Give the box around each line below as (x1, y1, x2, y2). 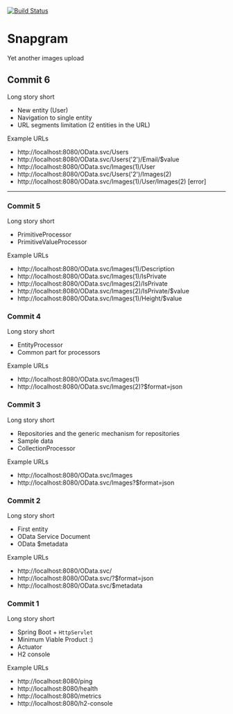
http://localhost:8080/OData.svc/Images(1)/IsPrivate (17, 272, 167, 281)
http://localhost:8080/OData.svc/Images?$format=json (17, 478, 175, 487)
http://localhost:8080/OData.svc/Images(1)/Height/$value (17, 294, 182, 302)
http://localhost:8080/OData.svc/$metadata (17, 581, 143, 590)
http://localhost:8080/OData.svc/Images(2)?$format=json (17, 382, 183, 391)
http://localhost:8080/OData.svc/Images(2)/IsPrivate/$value (17, 287, 189, 295)
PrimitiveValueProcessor (17, 238, 87, 246)
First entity (17, 525, 49, 533)
